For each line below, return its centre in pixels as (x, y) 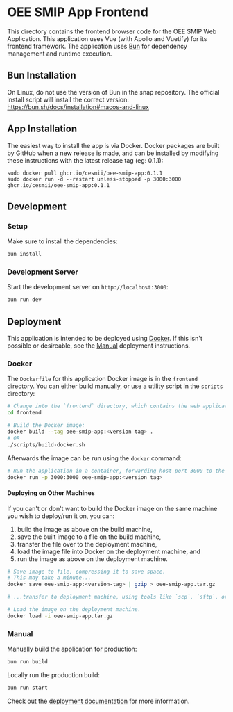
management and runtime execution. (60, 54)
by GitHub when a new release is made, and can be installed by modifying (113, 153)
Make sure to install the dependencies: (62, 241)
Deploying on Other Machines (51, 493)
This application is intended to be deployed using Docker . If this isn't (105, 339)
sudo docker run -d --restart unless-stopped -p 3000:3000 (94, 179)
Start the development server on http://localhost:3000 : (88, 287)
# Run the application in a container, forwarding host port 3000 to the (116, 471)
